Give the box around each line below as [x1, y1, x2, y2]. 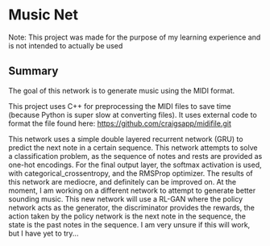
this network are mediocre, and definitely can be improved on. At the [8, 177, 237, 186]
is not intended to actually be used [8, 40, 123, 50]
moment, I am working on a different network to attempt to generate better [8, 186, 256, 195]
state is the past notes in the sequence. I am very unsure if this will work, [8, 219, 251, 229]
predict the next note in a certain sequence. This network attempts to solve [8, 143, 258, 152]
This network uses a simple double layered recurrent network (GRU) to [8, 134, 243, 144]
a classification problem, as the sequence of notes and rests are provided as [8, 151, 263, 161]
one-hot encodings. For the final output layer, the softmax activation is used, [8, 160, 262, 169]
